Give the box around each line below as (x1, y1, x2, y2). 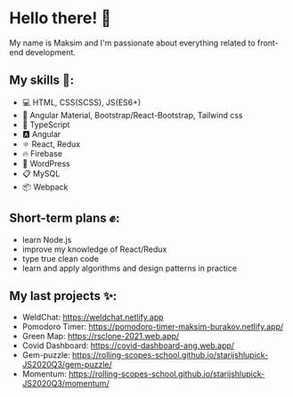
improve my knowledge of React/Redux (21, 244, 167, 255)
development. (25, 46, 76, 57)
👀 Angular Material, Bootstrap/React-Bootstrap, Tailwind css (21, 109, 243, 120)
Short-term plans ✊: (9, 211, 120, 226)
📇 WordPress (21, 158, 70, 168)
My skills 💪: (9, 73, 74, 88)
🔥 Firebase (21, 148, 62, 158)
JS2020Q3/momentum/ (21, 378, 110, 389)
